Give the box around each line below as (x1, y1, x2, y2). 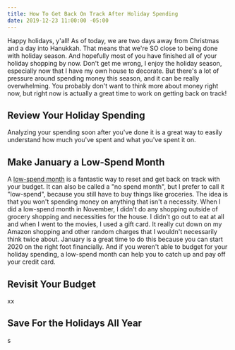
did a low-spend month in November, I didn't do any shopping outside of (7, 205, 219, 214)
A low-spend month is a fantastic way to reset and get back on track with (7, 175, 220, 184)
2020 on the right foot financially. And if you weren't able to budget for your (7, 243, 228, 251)
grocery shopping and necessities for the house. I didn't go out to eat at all (7, 213, 224, 221)
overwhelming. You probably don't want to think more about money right (7, 81, 219, 90)
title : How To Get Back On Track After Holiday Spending (7, 10, 179, 18)
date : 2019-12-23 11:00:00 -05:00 (7, 17, 109, 24)
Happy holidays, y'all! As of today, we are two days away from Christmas (7, 36, 219, 45)
